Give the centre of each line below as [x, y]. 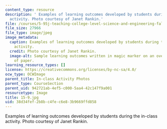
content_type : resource [30, 10]
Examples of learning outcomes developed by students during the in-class [81, 116]
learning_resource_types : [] [35, 65]
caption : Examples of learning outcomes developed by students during [84, 42]
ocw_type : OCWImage [25, 74]
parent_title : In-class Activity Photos [48, 79]
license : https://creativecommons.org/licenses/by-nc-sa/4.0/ [71, 70]
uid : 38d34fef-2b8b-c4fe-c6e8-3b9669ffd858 [51, 102]
